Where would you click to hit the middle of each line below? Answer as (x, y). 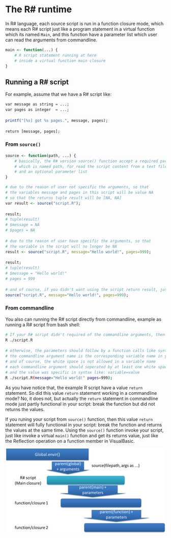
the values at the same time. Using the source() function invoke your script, (84, 430)
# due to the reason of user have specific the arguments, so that (78, 241)
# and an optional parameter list (51, 172)
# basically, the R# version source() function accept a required (86, 161)
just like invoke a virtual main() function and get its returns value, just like (82, 435)
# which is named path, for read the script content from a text (85, 166)
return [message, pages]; (33, 131)
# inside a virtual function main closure (60, 61)
